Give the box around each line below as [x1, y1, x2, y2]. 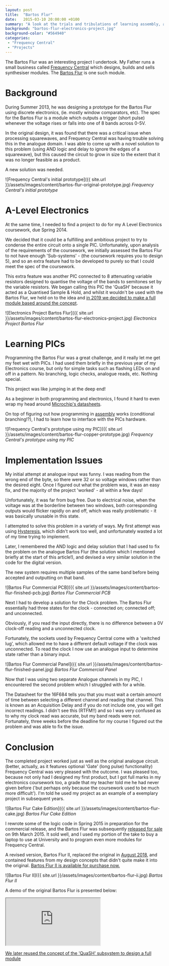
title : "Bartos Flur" [5, 12, 53, 17]
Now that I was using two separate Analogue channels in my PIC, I [5, 676, 142, 682]
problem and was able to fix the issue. [5, 724, 84, 730]
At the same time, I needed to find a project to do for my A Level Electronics [5, 221, 162, 227]
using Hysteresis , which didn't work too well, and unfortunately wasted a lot [5, 528, 162, 534]
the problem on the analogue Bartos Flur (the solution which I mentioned [5, 549, 155, 555]
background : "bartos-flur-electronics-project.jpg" [5, 26, 116, 31]
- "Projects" [7, 45, 35, 50]
